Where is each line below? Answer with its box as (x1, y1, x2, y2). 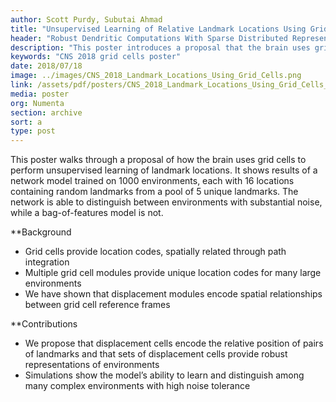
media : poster (10, 89, 70, 99)
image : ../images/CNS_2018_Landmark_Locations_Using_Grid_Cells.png (10, 71, 302, 81)
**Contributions (10, 318, 78, 330)
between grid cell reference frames (24, 299, 171, 311)
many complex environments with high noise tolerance (24, 380, 251, 392)
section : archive (10, 107, 83, 118)
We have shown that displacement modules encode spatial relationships (24, 288, 323, 300)
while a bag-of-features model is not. (10, 207, 164, 219)
